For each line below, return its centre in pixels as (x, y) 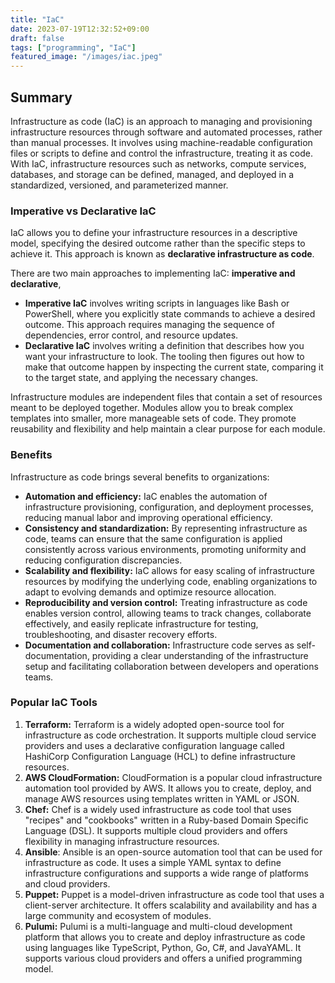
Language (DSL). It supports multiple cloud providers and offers (156, 830)
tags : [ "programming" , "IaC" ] (73, 47)
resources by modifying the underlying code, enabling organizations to (171, 581)
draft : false (37, 38)
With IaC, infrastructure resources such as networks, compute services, (158, 163)
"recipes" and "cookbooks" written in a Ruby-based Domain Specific (166, 820)
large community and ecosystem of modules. (118, 915)
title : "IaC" (37, 19)
